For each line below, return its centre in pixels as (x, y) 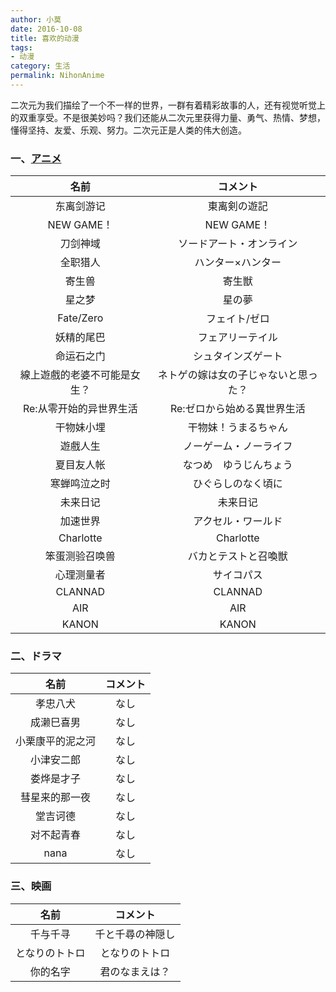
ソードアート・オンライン (238, 244)
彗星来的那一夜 (56, 798)
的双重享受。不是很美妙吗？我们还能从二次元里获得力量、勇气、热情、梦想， (168, 117)
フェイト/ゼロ (237, 319)
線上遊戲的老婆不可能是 (75, 375)
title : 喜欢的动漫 (45, 38)
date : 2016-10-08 (46, 29)
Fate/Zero (80, 318)
